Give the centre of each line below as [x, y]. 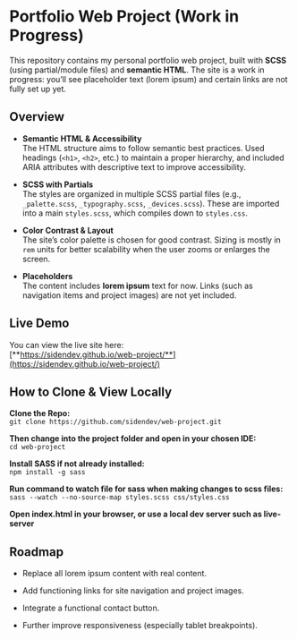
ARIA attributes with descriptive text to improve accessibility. [134, 166]
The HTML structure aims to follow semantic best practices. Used [143, 148]
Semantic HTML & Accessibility [82, 138]
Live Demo [39, 324]
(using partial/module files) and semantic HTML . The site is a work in [137, 70]
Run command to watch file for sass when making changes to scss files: [146, 489]
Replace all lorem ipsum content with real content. [115, 574]
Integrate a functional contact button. [91, 608]
